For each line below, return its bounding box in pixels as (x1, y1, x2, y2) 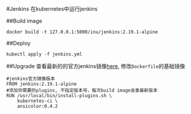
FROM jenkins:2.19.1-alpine (6, 81, 77, 87)
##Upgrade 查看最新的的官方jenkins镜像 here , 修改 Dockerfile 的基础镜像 (6, 63, 186, 69)
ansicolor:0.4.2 (17, 103, 59, 109)
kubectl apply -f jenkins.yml (6, 51, 83, 57)
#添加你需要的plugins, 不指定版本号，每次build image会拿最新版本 (6, 87, 158, 93)
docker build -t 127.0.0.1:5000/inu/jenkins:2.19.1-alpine (6, 29, 158, 35)
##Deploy (6, 40, 31, 46)
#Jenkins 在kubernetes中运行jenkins (6, 5, 98, 12)
